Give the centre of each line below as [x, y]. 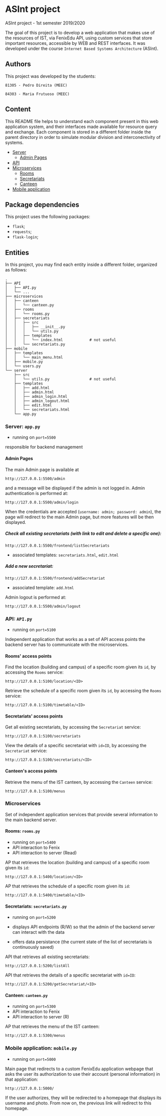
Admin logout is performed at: [36, 597]
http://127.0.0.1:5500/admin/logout [43, 606]
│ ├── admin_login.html [41, 397]
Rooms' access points [28, 656]
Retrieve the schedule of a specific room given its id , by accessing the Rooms [83, 691]
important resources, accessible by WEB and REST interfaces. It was [75, 43]
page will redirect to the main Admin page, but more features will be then [80, 517]
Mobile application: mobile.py [41, 1048]
